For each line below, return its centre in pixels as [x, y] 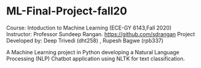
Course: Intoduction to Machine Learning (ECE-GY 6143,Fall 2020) [89, 28]
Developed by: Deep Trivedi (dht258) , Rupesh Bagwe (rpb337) [85, 40]
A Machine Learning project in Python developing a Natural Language [93, 52]
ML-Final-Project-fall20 [67, 11]
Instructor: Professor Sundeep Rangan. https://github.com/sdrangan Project [101, 34]
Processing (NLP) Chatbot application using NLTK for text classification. [96, 58]
